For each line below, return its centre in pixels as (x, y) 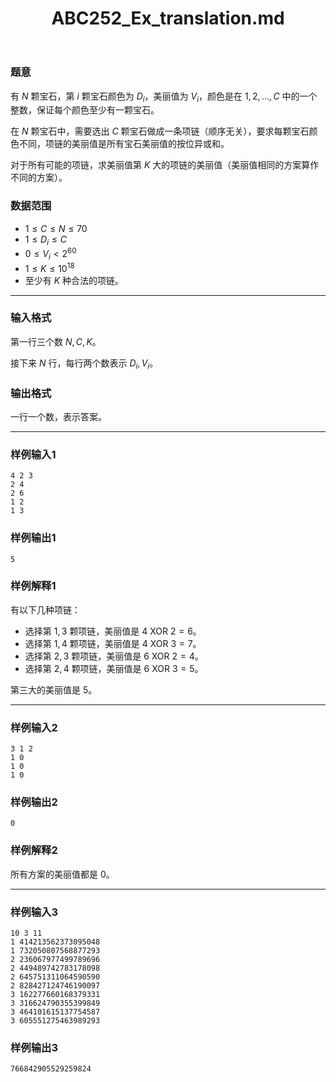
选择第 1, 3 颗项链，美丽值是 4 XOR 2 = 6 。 (113, 631)
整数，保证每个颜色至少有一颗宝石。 (85, 110)
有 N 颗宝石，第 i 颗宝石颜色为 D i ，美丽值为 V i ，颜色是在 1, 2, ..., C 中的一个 (164, 97)
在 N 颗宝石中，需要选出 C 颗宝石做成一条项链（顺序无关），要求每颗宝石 (160, 131)
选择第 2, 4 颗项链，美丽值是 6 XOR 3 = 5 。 (114, 668)
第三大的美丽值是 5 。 (54, 689)
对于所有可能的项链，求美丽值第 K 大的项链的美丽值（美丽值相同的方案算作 (165, 165)
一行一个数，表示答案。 (58, 416)
